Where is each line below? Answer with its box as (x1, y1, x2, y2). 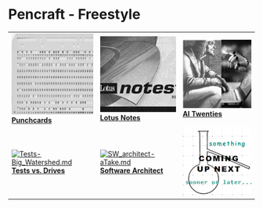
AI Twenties (182, 109, 223, 119)
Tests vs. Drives (11, 166, 65, 175)
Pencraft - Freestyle (8, 5, 141, 23)
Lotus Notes (99, 113, 141, 122)
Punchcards (11, 116, 52, 125)
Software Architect (99, 166, 164, 175)
